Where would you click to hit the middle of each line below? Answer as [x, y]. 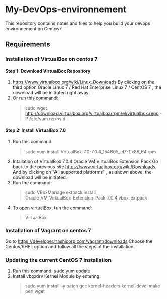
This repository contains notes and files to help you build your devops [78, 23]
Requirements [28, 45]
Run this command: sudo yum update [51, 271]
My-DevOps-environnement [66, 9]
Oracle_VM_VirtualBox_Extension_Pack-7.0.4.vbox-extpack [86, 197]
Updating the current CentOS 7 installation [59, 260]
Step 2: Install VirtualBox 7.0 [36, 130]
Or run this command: [35, 98]
